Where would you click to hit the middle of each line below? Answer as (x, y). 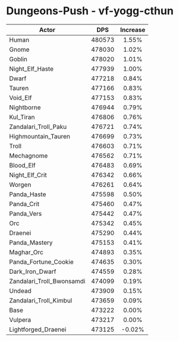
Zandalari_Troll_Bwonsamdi (47, 281)
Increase (133, 30)
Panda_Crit (24, 204)
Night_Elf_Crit (28, 175)
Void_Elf (21, 97)
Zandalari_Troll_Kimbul (41, 300)
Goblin (18, 59)
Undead (20, 291)
